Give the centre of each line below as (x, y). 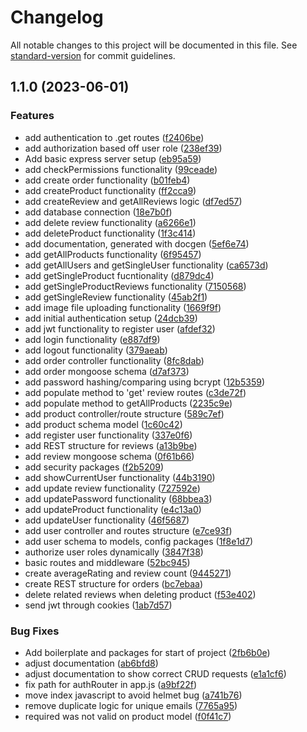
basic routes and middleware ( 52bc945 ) (107, 562)
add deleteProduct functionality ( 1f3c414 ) (110, 233)
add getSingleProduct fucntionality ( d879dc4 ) (119, 275)
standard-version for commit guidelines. (93, 55)
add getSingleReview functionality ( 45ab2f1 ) (116, 297)
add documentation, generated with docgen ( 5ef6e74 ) (137, 243)
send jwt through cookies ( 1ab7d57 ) (98, 605)
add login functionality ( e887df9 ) (92, 339)
